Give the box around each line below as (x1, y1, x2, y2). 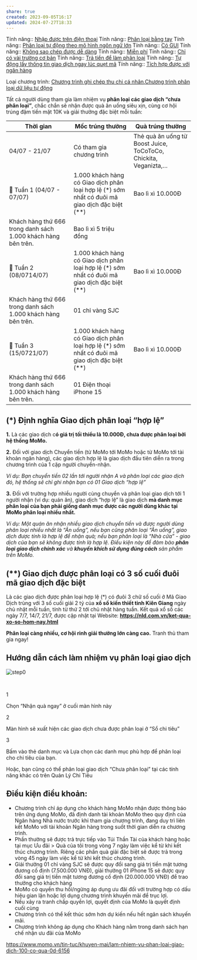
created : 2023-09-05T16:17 (6, 14, 72, 20)
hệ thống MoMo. (6, 437, 47, 444)
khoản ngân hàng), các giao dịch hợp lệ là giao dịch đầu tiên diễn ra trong (6, 455, 185, 462)
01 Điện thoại (73, 380, 111, 389)
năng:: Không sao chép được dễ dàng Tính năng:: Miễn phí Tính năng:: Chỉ (6, 48, 186, 55)
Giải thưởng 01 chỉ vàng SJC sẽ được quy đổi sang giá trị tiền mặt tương (14, 861, 188, 868)
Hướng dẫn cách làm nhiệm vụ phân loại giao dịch (6, 653, 191, 663)
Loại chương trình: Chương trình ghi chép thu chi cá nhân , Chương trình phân (6, 78, 191, 85)
